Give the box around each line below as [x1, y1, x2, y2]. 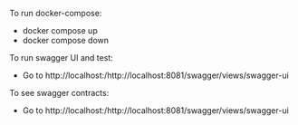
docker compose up [22, 25, 98, 35]
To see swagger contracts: [9, 88, 110, 98]
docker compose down [22, 35, 110, 45]
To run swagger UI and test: [9, 53, 113, 62]
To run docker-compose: [9, 8, 102, 18]
